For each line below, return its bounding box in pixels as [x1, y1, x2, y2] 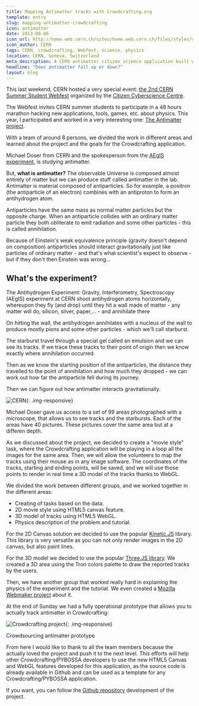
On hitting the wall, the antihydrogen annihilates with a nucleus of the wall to [6, 319, 192, 327]
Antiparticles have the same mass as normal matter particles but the [6, 206, 173, 214]
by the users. [6, 567, 38, 574]
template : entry [6, 14, 46, 20]
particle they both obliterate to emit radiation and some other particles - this [6, 219, 191, 226]
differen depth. [6, 427, 43, 434]
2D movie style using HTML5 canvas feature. [14, 506, 125, 513]
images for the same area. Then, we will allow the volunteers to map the [6, 452, 182, 459]
